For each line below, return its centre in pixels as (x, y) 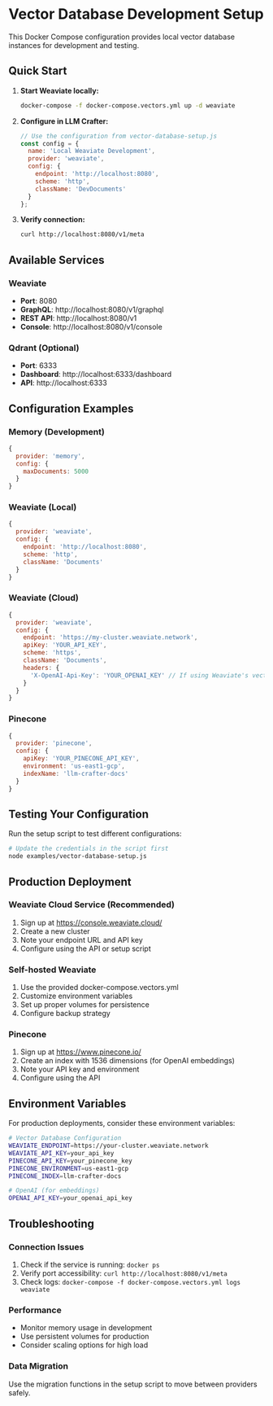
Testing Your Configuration (78, 814)
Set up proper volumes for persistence (85, 1005)
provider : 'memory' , (50, 456)
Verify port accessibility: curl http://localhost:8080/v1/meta (123, 1273)
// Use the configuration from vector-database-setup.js (119, 136)
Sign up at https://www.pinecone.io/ (81, 1052)
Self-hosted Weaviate (52, 970)
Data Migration (39, 1366)
